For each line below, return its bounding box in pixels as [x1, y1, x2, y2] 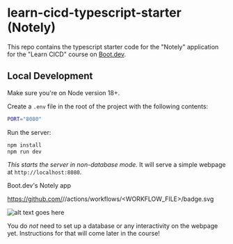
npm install [7, 141, 42, 149]
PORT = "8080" [7, 115, 42, 122]
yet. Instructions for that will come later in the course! [7, 229, 160, 238]
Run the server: [7, 128, 51, 136]
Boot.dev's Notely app [7, 181, 72, 190]
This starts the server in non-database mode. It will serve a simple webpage [7, 161, 226, 169]
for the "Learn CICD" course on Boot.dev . [7, 50, 127, 58]
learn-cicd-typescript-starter [7, 5, 182, 21]
